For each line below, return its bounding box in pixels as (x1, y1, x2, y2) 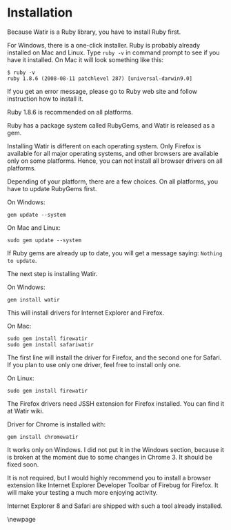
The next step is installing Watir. (7, 269, 98, 277)
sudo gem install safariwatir (7, 341, 94, 348)
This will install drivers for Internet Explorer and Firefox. (7, 308, 164, 317)
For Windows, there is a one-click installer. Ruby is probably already (7, 41, 200, 49)
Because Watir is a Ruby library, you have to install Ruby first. (7, 28, 181, 36)
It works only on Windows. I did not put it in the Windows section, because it (7, 445, 224, 453)
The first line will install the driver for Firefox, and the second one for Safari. (7, 353, 222, 362)
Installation (7, 5, 73, 21)
